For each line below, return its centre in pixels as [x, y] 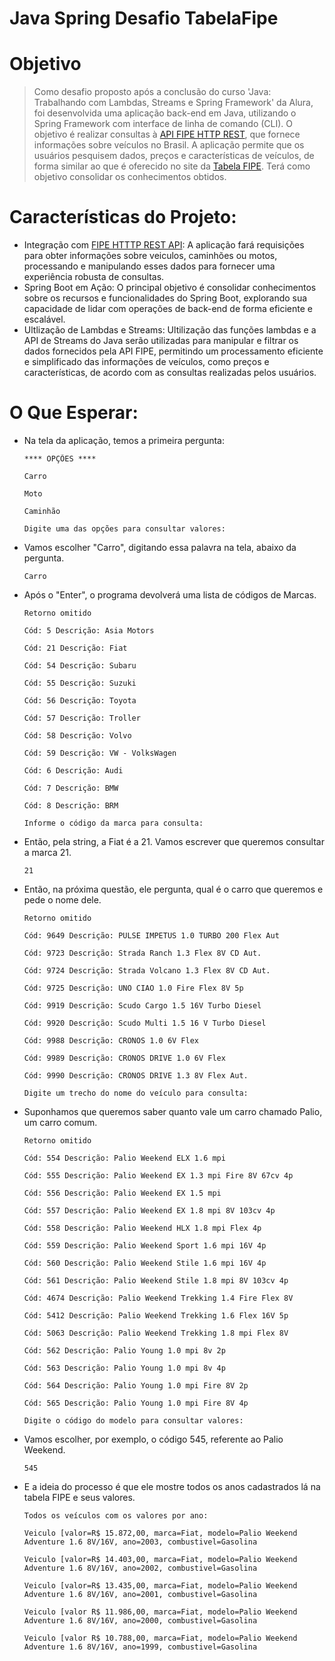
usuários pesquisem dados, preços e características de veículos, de [174, 156]
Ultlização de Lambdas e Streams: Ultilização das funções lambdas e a [170, 330]
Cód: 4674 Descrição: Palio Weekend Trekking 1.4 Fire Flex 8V [158, 1298]
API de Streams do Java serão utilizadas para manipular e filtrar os [161, 341]
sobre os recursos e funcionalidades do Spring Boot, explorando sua [165, 298]
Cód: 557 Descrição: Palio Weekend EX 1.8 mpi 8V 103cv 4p [149, 1211]
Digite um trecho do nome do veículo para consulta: [136, 1093]
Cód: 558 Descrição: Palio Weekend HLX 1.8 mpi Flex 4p [142, 1228]
